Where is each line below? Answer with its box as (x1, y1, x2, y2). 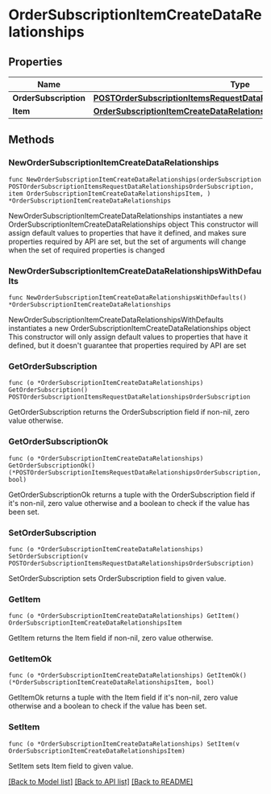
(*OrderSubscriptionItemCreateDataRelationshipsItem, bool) (8, 679, 215, 687)
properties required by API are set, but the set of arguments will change (8, 236, 247, 246)
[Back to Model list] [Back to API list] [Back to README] (8, 776, 194, 786)
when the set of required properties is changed (8, 244, 165, 255)
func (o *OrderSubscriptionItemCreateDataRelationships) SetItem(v (8, 740, 240, 748)
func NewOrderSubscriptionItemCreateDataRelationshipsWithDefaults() (8, 293, 248, 302)
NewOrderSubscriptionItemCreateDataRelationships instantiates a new (8, 211, 244, 220)
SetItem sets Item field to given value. (8, 761, 134, 771)
